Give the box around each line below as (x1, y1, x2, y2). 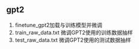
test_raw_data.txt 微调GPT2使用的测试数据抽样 (14, 36, 131, 44)
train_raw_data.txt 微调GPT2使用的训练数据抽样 (14, 29, 133, 36)
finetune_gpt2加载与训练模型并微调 (14, 21, 102, 29)
